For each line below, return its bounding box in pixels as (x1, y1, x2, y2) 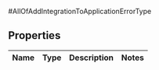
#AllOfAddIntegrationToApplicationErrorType (8, 7, 152, 16)
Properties (8, 29, 61, 42)
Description (69, 52, 114, 63)
